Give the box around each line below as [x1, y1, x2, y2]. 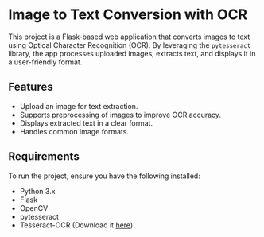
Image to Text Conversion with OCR [8, 6, 248, 24]
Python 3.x [19, 186, 56, 196]
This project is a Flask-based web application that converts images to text [8, 32, 250, 41]
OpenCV [19, 203, 49, 212]
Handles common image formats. [19, 126, 130, 136]
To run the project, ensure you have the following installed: [8, 171, 200, 181]
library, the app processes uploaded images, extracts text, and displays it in [8, 49, 256, 58]
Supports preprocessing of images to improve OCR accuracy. [19, 110, 221, 119]
